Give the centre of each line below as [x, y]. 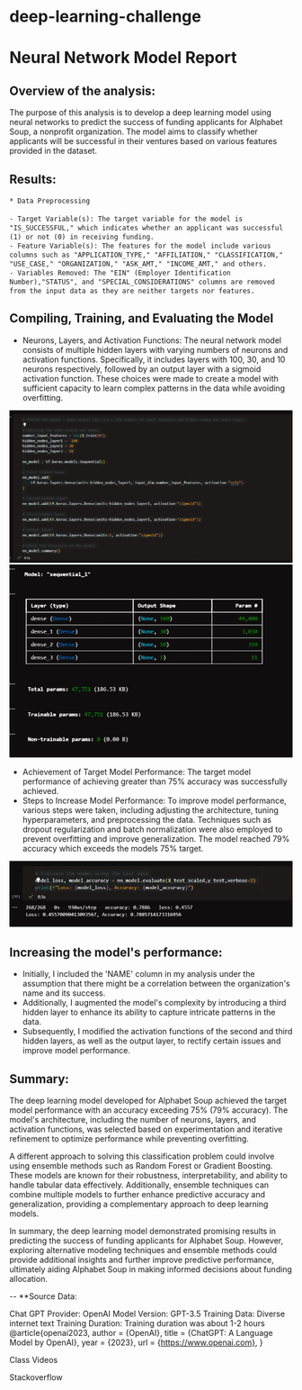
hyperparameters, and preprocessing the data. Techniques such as [147, 820]
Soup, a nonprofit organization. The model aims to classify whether [134, 131]
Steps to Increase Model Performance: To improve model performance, [155, 801]
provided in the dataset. [53, 151]
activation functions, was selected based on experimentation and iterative [146, 1129]
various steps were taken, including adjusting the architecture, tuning [150, 810]
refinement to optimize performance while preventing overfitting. [129, 1139]
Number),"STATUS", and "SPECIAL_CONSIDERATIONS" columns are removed [142, 282]
